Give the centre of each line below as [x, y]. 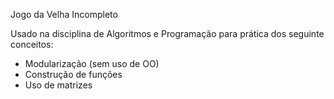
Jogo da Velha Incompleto [64, 14]
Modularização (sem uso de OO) [92, 63]
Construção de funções [73, 74]
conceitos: [32, 44]
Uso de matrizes [58, 85]
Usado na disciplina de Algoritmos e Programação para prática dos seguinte [167, 33]
